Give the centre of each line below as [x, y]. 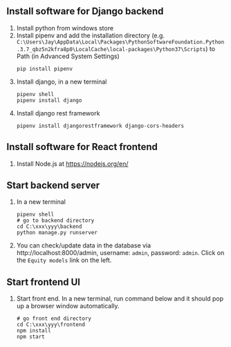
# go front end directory [54, 319]
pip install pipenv [45, 68]
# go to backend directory [55, 221]
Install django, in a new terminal [62, 82]
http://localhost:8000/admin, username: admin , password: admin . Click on [120, 253]
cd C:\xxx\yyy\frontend [51, 325]
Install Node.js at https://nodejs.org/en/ [72, 163]
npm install [34, 331]
